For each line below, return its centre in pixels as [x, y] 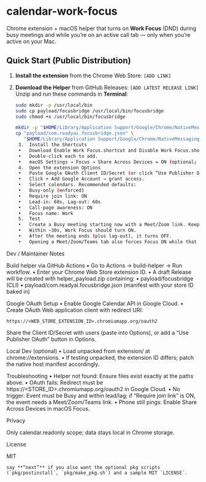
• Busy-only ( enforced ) [51, 190]
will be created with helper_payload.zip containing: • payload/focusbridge [100, 278]
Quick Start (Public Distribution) [69, 60]
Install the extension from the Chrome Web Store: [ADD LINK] [93, 76]
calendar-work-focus [62, 11]
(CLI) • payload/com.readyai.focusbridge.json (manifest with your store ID [100, 285]
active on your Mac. [32, 41]
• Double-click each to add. [58, 156]
